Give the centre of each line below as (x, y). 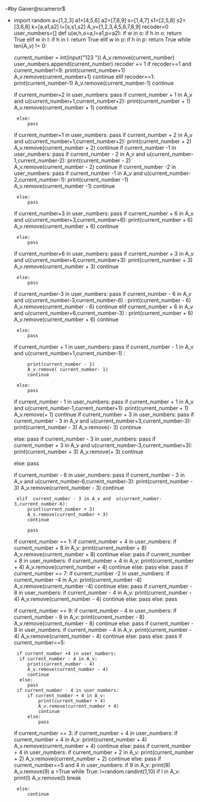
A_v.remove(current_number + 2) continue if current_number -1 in (95, 148)
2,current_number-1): (40, 179)
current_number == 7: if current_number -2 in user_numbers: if (92, 573)
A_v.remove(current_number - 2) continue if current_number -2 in (95, 167)
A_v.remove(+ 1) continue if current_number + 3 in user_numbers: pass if (104, 415)
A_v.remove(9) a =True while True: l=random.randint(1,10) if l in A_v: (97, 771)
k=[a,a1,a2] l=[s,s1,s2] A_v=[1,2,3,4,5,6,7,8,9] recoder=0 (100, 27)
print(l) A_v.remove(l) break (47, 778)
